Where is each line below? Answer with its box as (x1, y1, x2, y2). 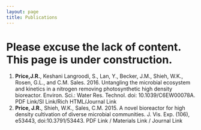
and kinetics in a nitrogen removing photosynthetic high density (14, 85, 173, 93)
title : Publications (6, 14, 58, 20)
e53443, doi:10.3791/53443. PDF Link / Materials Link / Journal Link (14, 117, 183, 125)
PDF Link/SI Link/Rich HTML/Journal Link (14, 98, 117, 105)
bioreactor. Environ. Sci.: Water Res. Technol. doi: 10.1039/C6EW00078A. (14, 92, 196, 99)
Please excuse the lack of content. (6, 40, 181, 54)
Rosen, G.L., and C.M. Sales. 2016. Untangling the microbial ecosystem (14, 79, 191, 86)
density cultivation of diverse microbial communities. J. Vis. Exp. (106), (14, 111, 190, 118)
